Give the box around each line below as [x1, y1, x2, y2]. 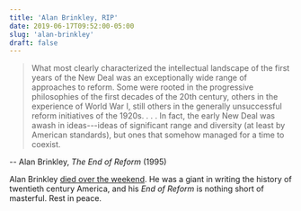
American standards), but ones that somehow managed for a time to [31, 129, 285, 140]
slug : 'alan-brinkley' [9, 30, 94, 39]
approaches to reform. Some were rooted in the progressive [31, 82, 254, 92]
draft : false [9, 38, 58, 48]
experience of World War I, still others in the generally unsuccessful [31, 101, 283, 112]
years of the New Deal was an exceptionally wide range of [31, 73, 248, 84]
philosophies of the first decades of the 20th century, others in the [31, 92, 279, 102]
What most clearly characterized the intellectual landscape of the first [31, 63, 290, 74]
